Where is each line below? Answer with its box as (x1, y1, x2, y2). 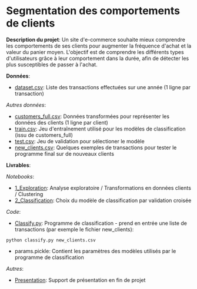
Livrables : (6, 162, 31, 169)
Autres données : (6, 101, 46, 108)
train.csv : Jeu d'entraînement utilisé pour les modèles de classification (14, 125, 186, 132)
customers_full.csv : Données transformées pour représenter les (14, 113, 169, 120)
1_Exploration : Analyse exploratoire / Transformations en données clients (14, 184, 191, 191)
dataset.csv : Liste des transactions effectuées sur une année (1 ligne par (14, 83, 191, 90)
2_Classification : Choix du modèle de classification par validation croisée (14, 197, 192, 204)
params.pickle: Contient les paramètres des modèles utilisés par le (14, 247, 176, 254)
